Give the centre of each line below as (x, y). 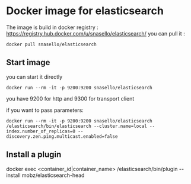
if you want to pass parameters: (45, 110)
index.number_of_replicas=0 (41, 131)
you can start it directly (34, 77)
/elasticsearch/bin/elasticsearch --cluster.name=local (77, 126)
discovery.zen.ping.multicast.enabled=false (62, 136)
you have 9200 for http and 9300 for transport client (70, 98)
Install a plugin (34, 155)
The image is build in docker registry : (52, 27)
